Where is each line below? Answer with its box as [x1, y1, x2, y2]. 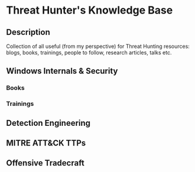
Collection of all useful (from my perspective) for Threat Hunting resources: [6, 43, 190, 50]
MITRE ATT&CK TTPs [6, 138, 86, 148]
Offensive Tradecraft [6, 158, 84, 168]
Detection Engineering [6, 118, 90, 128]
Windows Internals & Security [6, 66, 118, 76]
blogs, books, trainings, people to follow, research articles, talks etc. [6, 49, 172, 56]
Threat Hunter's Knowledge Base [6, 4, 173, 17]
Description [6, 27, 50, 37]
